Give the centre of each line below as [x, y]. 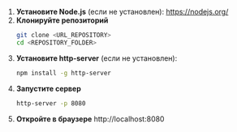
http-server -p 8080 [51, 103]
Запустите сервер [48, 88]
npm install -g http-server [63, 73]
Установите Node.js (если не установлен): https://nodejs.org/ [122, 12]
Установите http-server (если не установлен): [97, 58]
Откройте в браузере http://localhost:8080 [90, 119]
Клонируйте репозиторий [62, 20]
